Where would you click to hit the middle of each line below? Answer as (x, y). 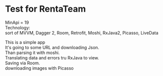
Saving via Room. (23, 63)
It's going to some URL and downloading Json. (52, 47)
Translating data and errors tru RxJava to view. (52, 57)
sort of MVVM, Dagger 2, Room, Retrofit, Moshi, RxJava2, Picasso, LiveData (82, 33)
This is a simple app (25, 42)
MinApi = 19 (17, 22)
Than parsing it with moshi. (33, 53)
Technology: (18, 27)
